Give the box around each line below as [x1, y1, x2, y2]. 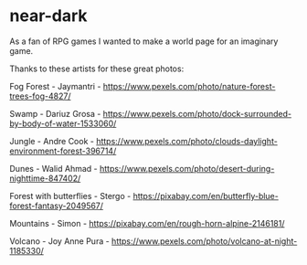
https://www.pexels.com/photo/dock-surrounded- [102, 108, 292, 119]
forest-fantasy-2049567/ [9, 200, 103, 211]
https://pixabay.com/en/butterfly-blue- [132, 190, 279, 201]
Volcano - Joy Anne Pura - [9, 235, 110, 247]
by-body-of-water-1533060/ [9, 118, 117, 129]
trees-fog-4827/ [9, 90, 71, 101]
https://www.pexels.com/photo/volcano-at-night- [111, 235, 298, 247]
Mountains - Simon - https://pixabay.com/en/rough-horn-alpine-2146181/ [9, 217, 285, 228]
